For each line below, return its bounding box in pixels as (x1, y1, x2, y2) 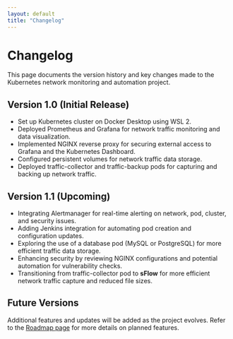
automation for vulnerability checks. (17, 262, 122, 270)
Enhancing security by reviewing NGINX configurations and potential (17, 254, 217, 263)
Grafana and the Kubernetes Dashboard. (17, 148, 136, 156)
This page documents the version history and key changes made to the (7, 71, 215, 79)
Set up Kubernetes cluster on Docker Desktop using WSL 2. (17, 117, 192, 126)
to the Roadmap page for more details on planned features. (7, 323, 179, 332)
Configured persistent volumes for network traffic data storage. (17, 155, 203, 163)
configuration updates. (17, 232, 84, 240)
